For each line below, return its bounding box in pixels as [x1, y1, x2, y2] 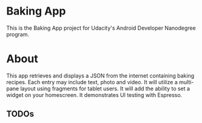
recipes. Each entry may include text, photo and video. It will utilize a [6, 78, 178, 85]
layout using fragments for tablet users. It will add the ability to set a [20, 85, 190, 92]
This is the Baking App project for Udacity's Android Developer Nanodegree [6, 24, 196, 32]
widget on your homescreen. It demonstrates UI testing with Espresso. [6, 91, 183, 98]
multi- [178, 78, 194, 85]
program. [6, 30, 30, 38]
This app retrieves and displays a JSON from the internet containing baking [6, 71, 195, 79]
